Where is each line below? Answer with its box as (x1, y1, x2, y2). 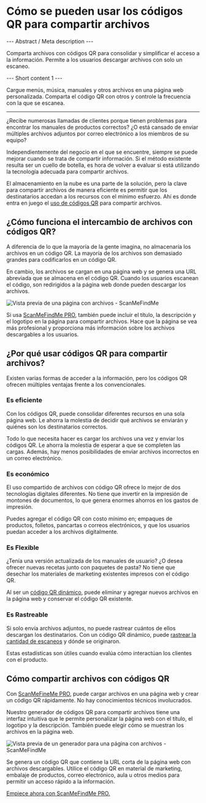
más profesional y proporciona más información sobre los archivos (6, 324, 175, 332)
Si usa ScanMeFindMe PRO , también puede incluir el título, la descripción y (6, 311, 196, 318)
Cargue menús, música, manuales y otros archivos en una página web (6, 86, 184, 93)
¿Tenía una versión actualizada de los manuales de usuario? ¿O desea (6, 557, 183, 565)
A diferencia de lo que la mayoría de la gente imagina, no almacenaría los (6, 243, 191, 250)
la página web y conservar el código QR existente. (6, 595, 134, 603)
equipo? (6, 136, 27, 143)
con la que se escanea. (6, 99, 66, 107)
